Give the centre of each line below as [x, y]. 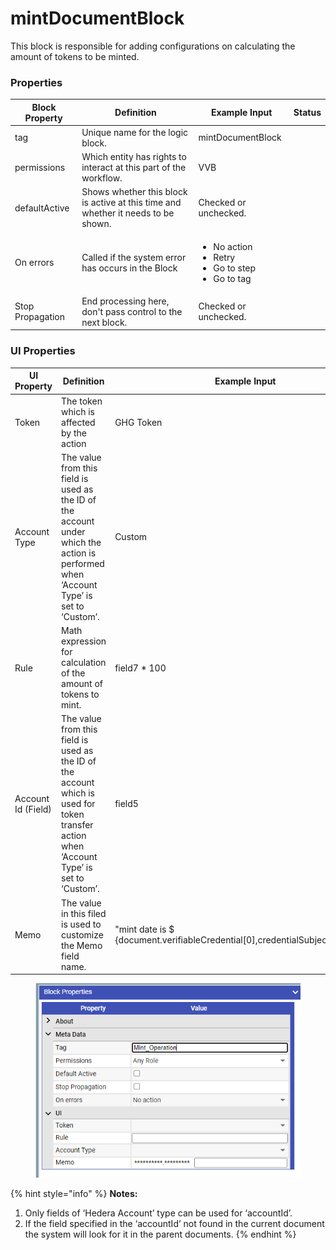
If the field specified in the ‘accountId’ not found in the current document [174, 1223]
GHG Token [138, 422]
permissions [40, 168]
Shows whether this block [134, 192]
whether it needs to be [128, 213]
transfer [77, 825]
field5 [126, 804]
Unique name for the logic [135, 132]
